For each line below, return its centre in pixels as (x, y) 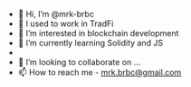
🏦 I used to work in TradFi (66, 24)
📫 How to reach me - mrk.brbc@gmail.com (100, 72)
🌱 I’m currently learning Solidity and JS (91, 43)
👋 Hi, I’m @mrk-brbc (56, 14)
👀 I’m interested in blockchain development (98, 33)
